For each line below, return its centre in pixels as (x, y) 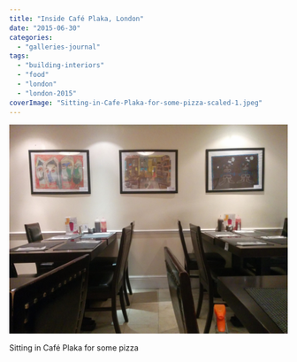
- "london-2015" (47, 93)
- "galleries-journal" (59, 47)
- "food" (33, 75)
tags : (19, 56)
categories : (31, 37)
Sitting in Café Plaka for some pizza (74, 347)
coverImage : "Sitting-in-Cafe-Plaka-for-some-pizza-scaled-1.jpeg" (136, 103)
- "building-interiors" (61, 65)
